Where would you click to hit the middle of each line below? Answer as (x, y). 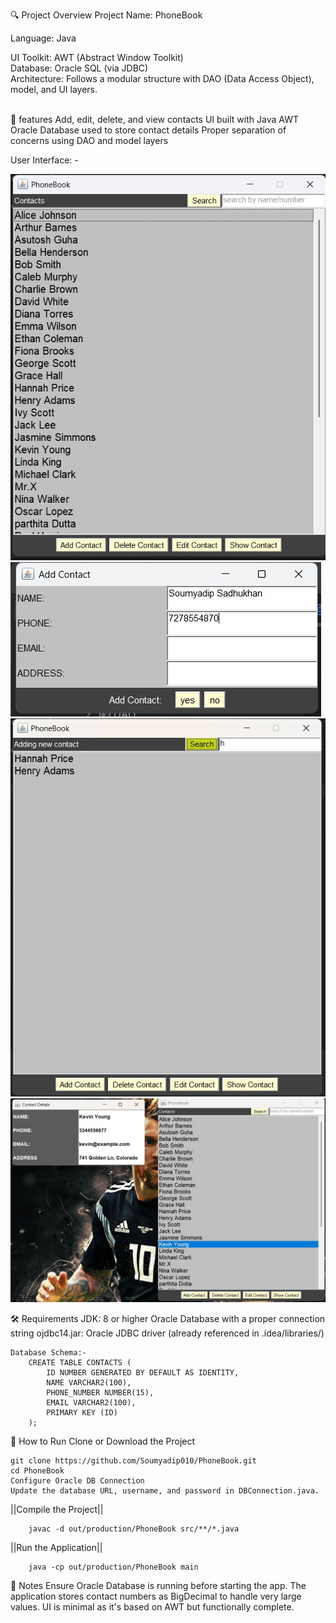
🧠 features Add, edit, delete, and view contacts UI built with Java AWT (154, 119)
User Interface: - (44, 160)
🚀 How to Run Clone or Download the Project (103, 1441)
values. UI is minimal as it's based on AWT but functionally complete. (152, 1607)
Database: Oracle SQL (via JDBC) (79, 68)
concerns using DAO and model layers (89, 140)
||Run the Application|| (56, 1548)
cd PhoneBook (37, 1471)
